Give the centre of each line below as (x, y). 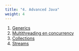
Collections (23, 38)
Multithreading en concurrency (43, 33)
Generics (21, 28)
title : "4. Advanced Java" (32, 9)
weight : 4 (15, 14)
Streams (20, 43)
